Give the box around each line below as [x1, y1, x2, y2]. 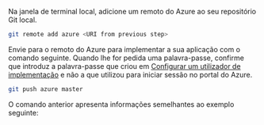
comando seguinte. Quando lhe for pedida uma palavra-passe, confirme [8, 53, 244, 62]
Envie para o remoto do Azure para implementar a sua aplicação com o [8, 44, 240, 54]
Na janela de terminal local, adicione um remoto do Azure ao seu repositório [8, 7, 256, 16]
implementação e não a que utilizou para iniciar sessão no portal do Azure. [8, 70, 253, 79]
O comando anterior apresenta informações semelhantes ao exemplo [8, 99, 235, 109]
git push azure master [8, 85, 83, 93]
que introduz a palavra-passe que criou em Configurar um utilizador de [8, 61, 241, 70]
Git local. [8, 15, 37, 25]
